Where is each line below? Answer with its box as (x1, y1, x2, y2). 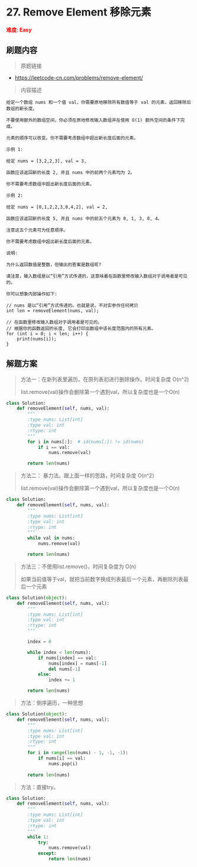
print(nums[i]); (17, 336, 57, 342)
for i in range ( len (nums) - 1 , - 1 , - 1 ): (27, 750, 128, 756)
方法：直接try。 (20, 783, 59, 790)
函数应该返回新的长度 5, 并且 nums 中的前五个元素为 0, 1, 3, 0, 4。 (6, 215, 163, 222)
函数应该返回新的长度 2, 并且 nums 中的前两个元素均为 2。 (6, 169, 135, 175)
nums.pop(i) (48, 761, 78, 767)
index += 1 (48, 677, 76, 683)
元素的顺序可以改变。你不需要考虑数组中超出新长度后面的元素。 (6, 135, 138, 141)
